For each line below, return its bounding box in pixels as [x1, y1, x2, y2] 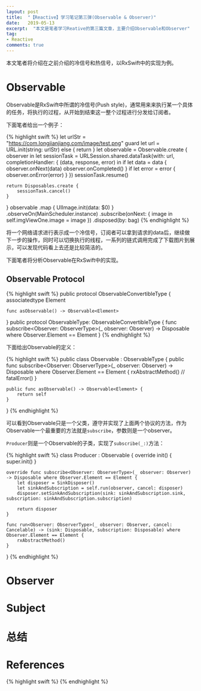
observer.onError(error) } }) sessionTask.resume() [6, 171, 129, 178]
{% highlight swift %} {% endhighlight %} [6, 678, 109, 685]
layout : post [6, 8, 39, 15]
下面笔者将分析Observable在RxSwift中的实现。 [6, 256, 121, 264]
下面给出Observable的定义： [6, 343, 77, 350]
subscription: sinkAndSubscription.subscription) [6, 496, 133, 502]
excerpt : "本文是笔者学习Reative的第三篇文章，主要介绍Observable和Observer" [6, 25, 190, 32]
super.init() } [6, 458, 37, 465]
